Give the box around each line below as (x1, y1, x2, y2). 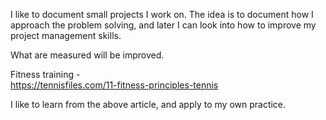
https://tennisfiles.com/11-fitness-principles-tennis (10, 79, 219, 91)
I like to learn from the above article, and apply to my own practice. (10, 99, 287, 110)
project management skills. (10, 30, 122, 41)
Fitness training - (10, 69, 81, 80)
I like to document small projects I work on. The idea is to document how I (10, 9, 314, 20)
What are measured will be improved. (10, 49, 165, 61)
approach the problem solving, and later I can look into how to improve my (10, 19, 317, 31)
